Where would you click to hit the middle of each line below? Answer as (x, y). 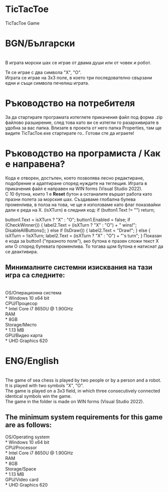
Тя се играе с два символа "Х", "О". (43, 72)
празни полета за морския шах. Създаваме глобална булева (70, 199)
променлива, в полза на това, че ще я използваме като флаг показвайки (83, 205)
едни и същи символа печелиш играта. (47, 83)
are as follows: (29, 425)
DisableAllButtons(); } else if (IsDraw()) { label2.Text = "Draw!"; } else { (78, 230)
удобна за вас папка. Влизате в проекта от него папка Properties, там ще (83, 128)
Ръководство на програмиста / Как (83, 153)
